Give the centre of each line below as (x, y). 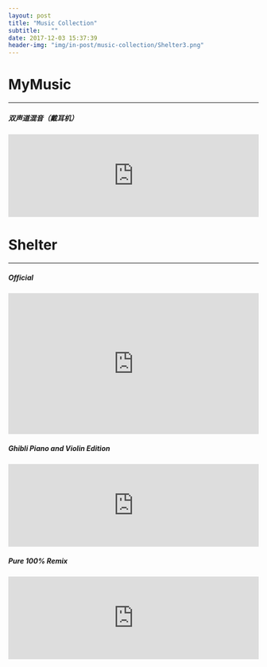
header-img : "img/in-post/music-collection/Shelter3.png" (106, 45)
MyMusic (40, 85)
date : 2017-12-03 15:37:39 (53, 38)
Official (21, 277)
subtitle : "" (33, 30)
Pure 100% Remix (38, 561)
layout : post (30, 16)
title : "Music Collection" (53, 23)
